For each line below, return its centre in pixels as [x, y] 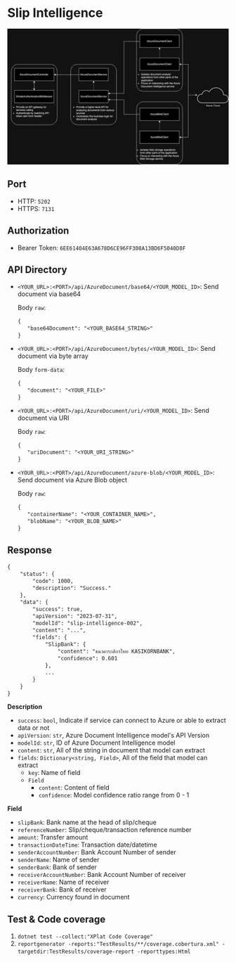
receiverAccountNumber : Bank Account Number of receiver [101, 875]
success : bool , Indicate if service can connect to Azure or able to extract [122, 720]
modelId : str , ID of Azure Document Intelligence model [96, 743]
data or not [33, 728]
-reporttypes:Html [164, 952]
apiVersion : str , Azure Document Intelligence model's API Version [113, 736]
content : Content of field [74, 788]
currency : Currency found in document [73, 897]
